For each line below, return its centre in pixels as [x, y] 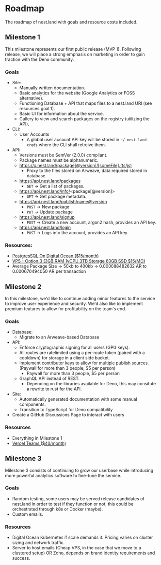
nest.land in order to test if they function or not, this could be [73, 504]
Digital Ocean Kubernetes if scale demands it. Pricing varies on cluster [82, 537]
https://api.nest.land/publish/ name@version [63, 202]
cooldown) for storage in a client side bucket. [64, 358]
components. [32, 404]
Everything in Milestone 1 [37, 438]
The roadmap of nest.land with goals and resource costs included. [71, 22]
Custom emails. [28, 514]
